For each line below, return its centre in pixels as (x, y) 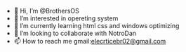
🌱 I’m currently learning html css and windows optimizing (97, 26)
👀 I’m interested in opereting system (66, 18)
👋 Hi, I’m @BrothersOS (46, 11)
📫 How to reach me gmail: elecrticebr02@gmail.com (90, 41)
